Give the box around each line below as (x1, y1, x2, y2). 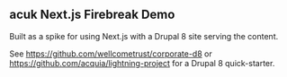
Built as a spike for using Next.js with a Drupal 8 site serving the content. (9, 30, 279, 41)
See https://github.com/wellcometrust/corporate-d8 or (9, 48, 213, 59)
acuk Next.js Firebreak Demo (9, 7, 175, 22)
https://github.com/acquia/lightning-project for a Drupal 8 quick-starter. (9, 57, 275, 68)
